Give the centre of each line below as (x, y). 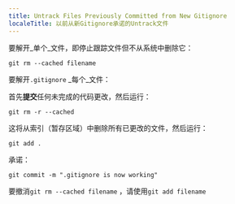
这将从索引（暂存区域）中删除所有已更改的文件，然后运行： (108, 128)
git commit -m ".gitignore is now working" (83, 175)
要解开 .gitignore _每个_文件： (60, 79)
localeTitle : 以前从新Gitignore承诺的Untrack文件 (89, 24)
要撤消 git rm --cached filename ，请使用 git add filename (107, 191)
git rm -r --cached (41, 112)
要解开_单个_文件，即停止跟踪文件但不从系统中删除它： (101, 48)
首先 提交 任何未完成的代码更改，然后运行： (80, 96)
